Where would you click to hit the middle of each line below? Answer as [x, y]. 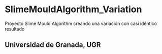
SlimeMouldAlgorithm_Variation [73, 9]
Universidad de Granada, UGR [53, 45]
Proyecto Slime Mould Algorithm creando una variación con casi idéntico [81, 23]
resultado [15, 29]
